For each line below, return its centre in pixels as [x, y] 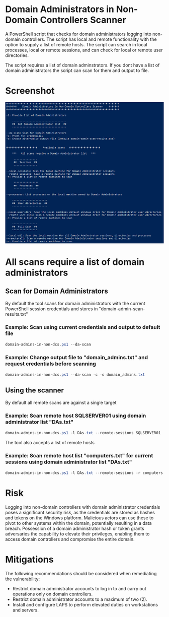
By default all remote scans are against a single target [61, 402]
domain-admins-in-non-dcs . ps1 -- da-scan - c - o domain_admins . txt [75, 375]
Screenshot [30, 91]
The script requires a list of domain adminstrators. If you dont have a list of [82, 65]
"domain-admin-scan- [122, 309]
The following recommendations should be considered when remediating [81, 574]
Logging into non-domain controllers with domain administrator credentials [83, 507]
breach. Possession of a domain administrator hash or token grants [75, 529]
